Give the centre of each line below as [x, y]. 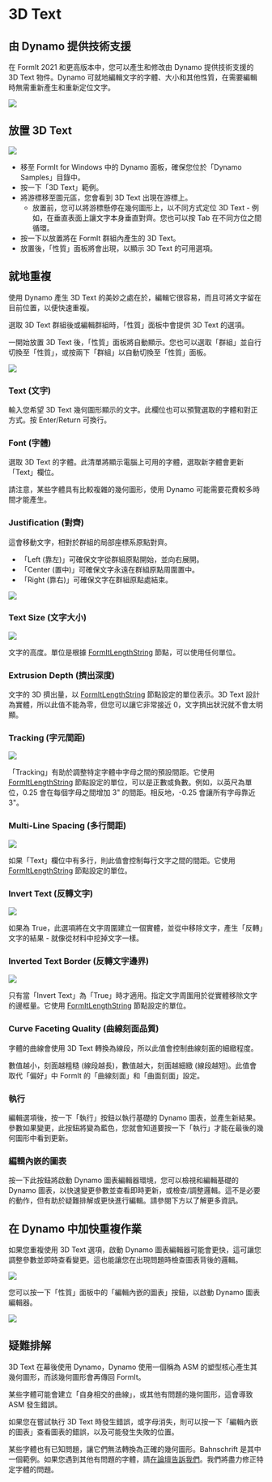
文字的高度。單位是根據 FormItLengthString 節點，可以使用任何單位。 [124, 652]
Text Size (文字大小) [48, 618]
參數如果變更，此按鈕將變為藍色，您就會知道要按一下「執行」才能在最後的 [132, 1128]
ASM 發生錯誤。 [35, 1404]
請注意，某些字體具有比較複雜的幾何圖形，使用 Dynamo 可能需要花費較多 [131, 490]
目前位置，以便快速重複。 [51, 307]
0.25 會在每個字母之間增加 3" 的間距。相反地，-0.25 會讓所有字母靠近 [139, 793]
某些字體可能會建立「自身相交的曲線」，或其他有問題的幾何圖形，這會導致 [131, 1394]
